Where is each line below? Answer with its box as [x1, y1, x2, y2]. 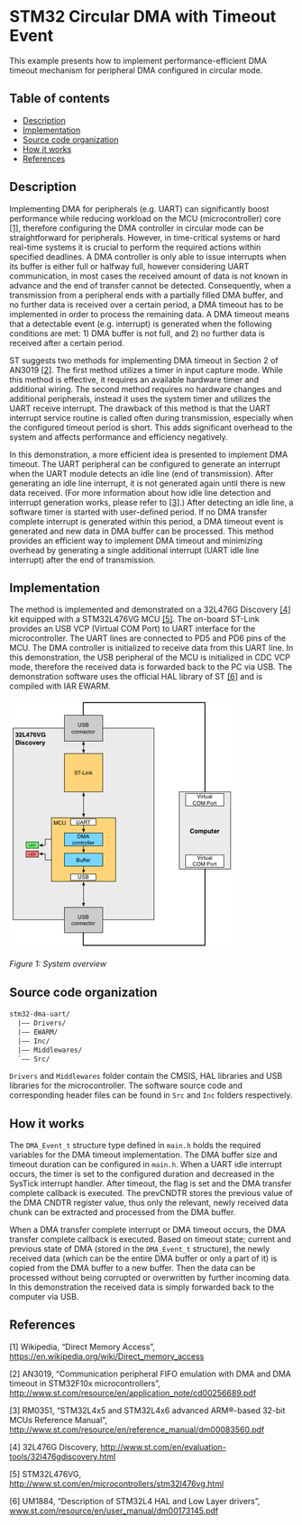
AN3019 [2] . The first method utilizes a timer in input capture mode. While [9, 364, 284, 375]
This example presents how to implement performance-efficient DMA [9, 55, 268, 66]
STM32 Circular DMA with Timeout [9, 6, 277, 27]
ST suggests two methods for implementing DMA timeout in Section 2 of [9, 354, 279, 366]
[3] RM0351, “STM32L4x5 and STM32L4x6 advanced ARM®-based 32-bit [9, 1404, 286, 1416]
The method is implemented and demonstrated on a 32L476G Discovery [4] [9, 604, 291, 615]
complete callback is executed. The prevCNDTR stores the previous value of [9, 1188, 293, 1198]
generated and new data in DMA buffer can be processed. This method [9, 525, 274, 536]
